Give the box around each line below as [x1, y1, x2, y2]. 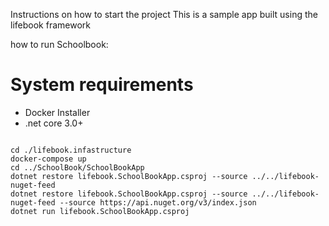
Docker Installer [24, 106, 91, 118]
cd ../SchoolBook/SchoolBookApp [10, 162, 145, 173]
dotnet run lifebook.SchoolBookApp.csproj [10, 206, 190, 216]
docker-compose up [10, 154, 87, 164]
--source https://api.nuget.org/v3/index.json [59, 197, 257, 208]
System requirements [10, 74, 194, 96]
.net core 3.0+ [24, 117, 84, 129]
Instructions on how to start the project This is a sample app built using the [10, 9, 318, 20]
